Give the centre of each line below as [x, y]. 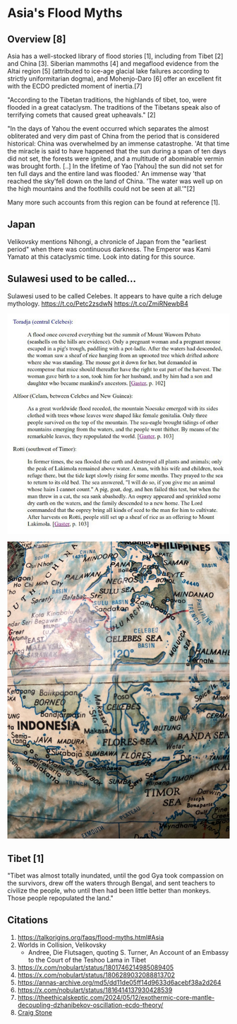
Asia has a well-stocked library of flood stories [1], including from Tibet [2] [115, 56]
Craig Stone [35, 1012]
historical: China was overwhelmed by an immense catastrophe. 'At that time [119, 144]
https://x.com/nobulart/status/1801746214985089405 [96, 967]
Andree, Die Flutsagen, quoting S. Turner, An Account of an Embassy [128, 952]
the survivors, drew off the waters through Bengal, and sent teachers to [111, 883]
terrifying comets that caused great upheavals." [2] [82, 115]
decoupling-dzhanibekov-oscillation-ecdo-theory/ [90, 1005]
